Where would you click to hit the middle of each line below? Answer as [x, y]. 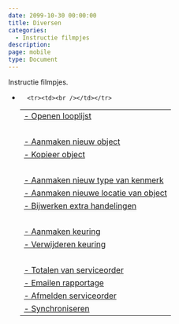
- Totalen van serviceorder [73, 269]
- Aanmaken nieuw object [72, 141]
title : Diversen [35, 23]
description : [30, 45]
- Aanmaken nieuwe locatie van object [95, 193]
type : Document [33, 60]
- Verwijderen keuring [65, 244]
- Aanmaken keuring [62, 232]
